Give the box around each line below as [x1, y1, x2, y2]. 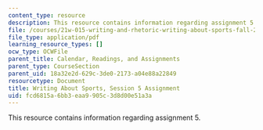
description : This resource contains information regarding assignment [8, 19, 247, 27]
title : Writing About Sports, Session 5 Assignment [8, 84, 180, 92]
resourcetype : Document [8, 77, 86, 85]
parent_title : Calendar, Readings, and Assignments [8, 56, 180, 63]
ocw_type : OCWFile [8, 48, 68, 56]
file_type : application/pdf [8, 33, 100, 42]
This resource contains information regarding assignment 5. [8, 113, 201, 122]
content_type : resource [8, 11, 86, 20]
